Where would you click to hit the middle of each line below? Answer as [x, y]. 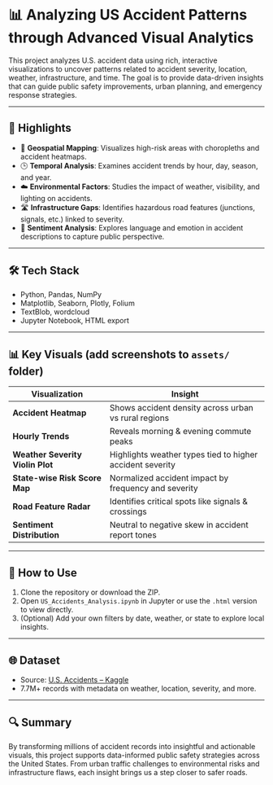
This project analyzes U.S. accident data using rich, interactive [113, 60]
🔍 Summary [40, 723]
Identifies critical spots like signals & [178, 502]
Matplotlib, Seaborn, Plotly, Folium [78, 303]
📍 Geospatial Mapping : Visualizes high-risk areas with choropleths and [140, 147]
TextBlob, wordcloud [55, 311]
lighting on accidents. [56, 198]
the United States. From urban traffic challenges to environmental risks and [134, 763]
